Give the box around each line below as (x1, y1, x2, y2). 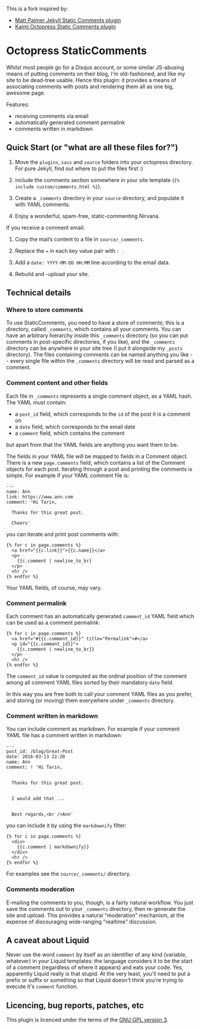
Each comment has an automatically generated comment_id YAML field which (6, 613, 195, 620)
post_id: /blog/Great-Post (6, 749, 73, 755)
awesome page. (6, 89, 46, 96)
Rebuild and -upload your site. (14, 270, 90, 277)
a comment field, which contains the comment (14, 429, 125, 437)
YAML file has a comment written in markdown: (6, 732, 122, 739)
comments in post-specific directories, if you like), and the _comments (6, 338, 176, 346)
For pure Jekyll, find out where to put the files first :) (14, 165, 143, 172)
